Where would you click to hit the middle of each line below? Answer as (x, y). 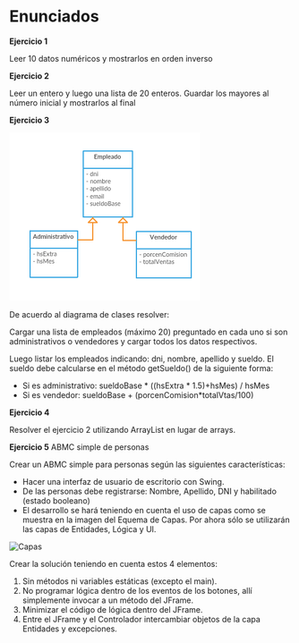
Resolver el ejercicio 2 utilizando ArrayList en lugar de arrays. (122, 429)
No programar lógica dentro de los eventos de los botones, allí (137, 590)
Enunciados (55, 17)
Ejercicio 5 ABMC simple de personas (79, 447)
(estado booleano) (56, 500)
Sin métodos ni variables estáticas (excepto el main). (120, 581)
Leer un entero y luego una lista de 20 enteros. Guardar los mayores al (139, 93)
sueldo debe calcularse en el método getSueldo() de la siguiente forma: (141, 368)
